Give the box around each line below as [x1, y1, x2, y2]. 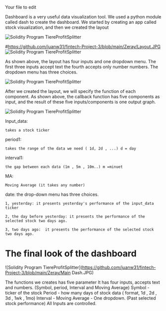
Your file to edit [5, 4, 36, 10]
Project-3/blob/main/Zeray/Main [5, 269, 71, 275]
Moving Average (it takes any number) [5, 183, 85, 188]
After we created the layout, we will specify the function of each [5, 88, 136, 94]
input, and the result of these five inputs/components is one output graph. [5, 99, 156, 105]
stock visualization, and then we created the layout [5, 24, 109, 30]
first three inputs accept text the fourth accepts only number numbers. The [5, 64, 159, 70]
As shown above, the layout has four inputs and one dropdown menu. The [5, 59, 156, 64]
